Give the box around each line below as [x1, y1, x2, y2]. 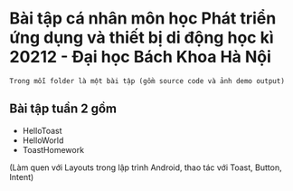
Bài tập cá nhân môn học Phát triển [9, 8, 277, 29]
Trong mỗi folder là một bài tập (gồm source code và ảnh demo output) [9, 76, 285, 85]
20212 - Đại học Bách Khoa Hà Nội [9, 47, 271, 67]
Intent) [9, 171, 34, 182]
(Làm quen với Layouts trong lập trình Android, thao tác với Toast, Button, [9, 162, 282, 173]
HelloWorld [22, 135, 64, 146]
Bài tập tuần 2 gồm [9, 101, 118, 117]
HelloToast [22, 125, 62, 136]
